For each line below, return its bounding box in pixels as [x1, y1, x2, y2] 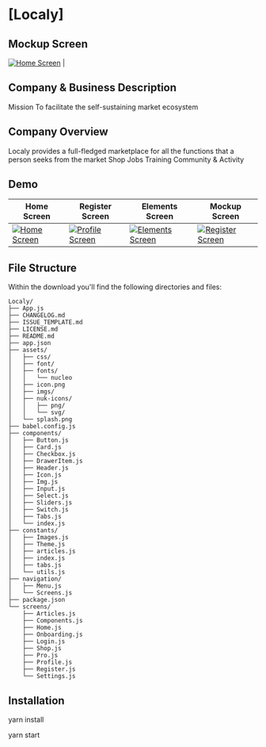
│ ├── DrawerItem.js [8, 458, 83, 465]
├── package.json [8, 596, 66, 604]
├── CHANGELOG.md [8, 312, 66, 320]
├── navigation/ [8, 575, 62, 584]
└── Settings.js [22, 672, 77, 680]
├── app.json [8, 339, 51, 347]
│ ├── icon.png [8, 381, 66, 389]
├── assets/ [8, 347, 47, 354]
